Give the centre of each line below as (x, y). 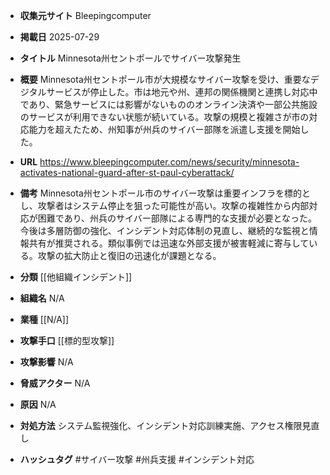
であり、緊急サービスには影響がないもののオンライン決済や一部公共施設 (168, 104)
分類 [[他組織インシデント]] (76, 277)
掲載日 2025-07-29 (59, 37)
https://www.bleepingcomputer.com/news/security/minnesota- (169, 162)
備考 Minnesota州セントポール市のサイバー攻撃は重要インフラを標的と (165, 193)
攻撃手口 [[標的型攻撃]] (67, 340)
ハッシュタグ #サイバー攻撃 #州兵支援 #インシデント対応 (137, 459)
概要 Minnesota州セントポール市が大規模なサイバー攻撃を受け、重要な (165, 79)
